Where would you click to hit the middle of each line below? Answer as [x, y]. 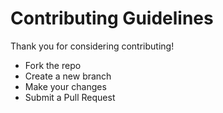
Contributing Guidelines [112, 18]
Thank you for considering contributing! [92, 46]
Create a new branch [68, 76]
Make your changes [65, 86]
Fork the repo [53, 65]
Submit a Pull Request [70, 97]
